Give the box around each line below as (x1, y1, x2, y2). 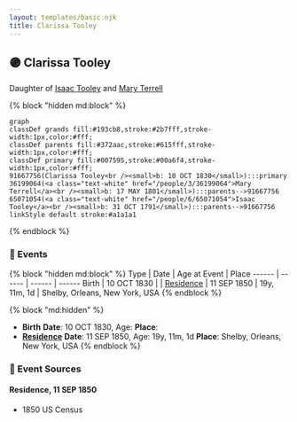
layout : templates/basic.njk (9, 12, 117, 22)
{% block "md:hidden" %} (9, 304, 105, 315)
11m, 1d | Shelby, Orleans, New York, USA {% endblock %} (9, 287, 223, 298)
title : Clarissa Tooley (9, 21, 98, 30)
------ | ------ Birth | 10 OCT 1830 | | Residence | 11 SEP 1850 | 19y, (30, 277, 275, 288)
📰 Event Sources (9, 363, 82, 375)
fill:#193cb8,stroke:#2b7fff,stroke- (72, 125, 213, 134)
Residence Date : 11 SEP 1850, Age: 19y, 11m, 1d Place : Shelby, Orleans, (21, 331, 282, 341)
